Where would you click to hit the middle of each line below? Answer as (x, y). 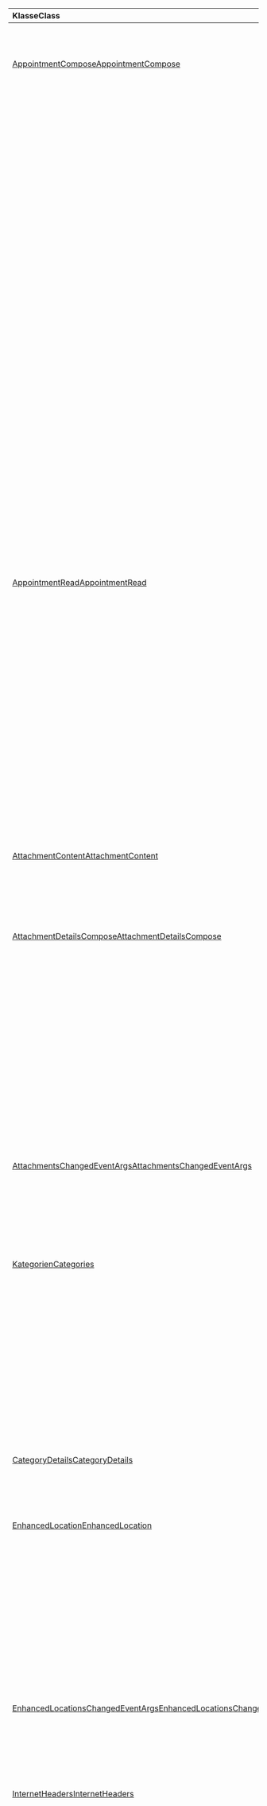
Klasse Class (36, 16)
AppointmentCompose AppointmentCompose (97, 64)
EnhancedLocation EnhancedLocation (82, 1525)
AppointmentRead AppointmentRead (79, 582)
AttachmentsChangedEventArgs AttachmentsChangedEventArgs (132, 1166)
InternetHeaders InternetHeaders (73, 1794)
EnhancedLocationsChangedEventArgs (85, 1708)
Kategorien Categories (53, 1264)
